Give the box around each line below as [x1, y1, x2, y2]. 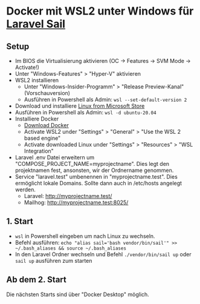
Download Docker [24, 122, 69, 128]
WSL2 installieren [15, 77, 59, 84]
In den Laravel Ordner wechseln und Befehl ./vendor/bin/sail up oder [15, 250, 192, 258]
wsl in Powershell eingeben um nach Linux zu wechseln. [15, 232, 155, 240]
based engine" [24, 134, 61, 142]
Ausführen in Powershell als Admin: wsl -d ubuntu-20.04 [15, 109, 156, 116]
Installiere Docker [15, 115, 59, 122]
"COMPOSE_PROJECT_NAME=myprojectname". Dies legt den [15, 160, 170, 167]
